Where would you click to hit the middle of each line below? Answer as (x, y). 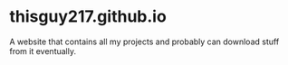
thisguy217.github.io (88, 17)
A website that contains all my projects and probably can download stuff (144, 42)
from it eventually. (43, 51)
